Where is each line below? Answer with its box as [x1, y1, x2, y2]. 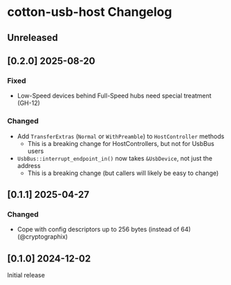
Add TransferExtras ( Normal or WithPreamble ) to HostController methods [17, 132, 225, 140]
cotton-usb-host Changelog [7, 4, 172, 20]
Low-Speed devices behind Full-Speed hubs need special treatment [17, 91, 212, 100]
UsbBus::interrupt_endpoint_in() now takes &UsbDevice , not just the [17, 154, 213, 163]
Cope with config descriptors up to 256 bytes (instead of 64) [17, 226, 192, 234]
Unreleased [7, 32, 59, 44]
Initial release [7, 271, 45, 279]
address [17, 161, 41, 169]
